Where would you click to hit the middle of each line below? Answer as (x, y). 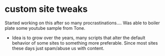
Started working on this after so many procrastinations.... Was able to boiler (82, 23)
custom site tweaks (46, 9)
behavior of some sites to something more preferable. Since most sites (85, 43)
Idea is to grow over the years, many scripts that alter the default (78, 38)
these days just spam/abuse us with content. (58, 48)
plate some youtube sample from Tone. (45, 28)
